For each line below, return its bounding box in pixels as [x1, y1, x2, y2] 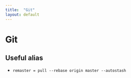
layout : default [5, 12, 39, 17]
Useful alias [5, 54, 43, 62]
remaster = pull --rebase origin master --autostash [12, 68, 126, 73]
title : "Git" [5, 7, 35, 13]
